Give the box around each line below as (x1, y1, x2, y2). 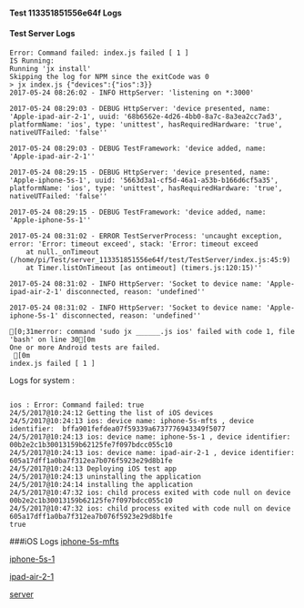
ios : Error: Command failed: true (9, 400, 145, 410)
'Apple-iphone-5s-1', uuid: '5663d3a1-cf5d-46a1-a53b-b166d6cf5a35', (9, 176, 279, 185)
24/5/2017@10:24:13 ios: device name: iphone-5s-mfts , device (9, 416, 255, 425)
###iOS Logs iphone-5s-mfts (9, 535, 120, 546)
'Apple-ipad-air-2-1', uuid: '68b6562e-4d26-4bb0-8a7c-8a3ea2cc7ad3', (9, 112, 283, 121)
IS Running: (9, 56, 55, 66)
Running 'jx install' (9, 64, 92, 73)
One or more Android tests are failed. (9, 342, 161, 352)
